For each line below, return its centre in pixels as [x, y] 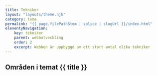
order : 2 [23, 42]
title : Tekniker [22, 10]
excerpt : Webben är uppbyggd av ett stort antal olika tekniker [82, 47]
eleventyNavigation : [27, 28]
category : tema [21, 19]
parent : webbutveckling [39, 38]
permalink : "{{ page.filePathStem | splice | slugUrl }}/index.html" [79, 24]
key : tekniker [29, 33]
